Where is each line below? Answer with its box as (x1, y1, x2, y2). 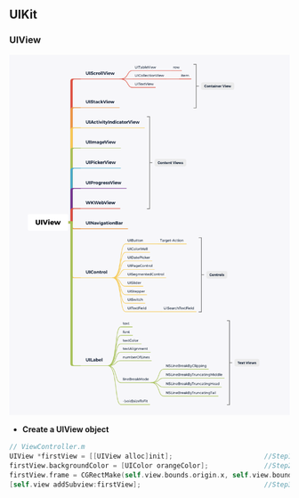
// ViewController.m (9, 443, 86, 452)
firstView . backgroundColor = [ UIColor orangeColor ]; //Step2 (9, 461, 293, 470)
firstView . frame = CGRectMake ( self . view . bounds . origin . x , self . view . (9, 470, 273, 479)
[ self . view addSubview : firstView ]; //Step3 (9, 480, 293, 489)
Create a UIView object (21, 424, 109, 435)
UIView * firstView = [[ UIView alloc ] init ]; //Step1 (9, 452, 293, 461)
